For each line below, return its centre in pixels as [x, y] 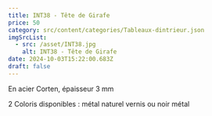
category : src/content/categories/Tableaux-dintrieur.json [106, 30]
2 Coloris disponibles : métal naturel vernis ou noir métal [99, 103]
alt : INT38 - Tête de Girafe [70, 52]
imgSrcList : [27, 37]
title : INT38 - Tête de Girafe [59, 15]
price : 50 [24, 23]
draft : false [29, 67]
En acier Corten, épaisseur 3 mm [61, 89]
